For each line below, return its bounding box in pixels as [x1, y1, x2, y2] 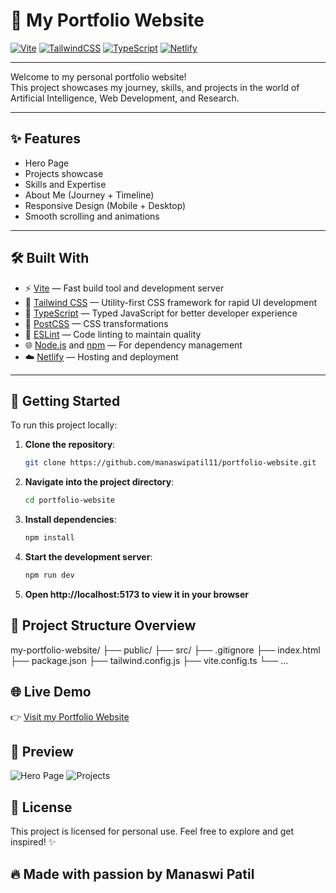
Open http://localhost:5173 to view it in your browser [24, 588, 249, 600]
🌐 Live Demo [10, 684, 92, 701]
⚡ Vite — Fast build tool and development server [24, 282, 225, 294]
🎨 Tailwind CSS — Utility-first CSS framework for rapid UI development [24, 296, 318, 308]
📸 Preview [10, 743, 74, 760]
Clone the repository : [24, 439, 116, 451]
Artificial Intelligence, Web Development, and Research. [10, 92, 240, 104]
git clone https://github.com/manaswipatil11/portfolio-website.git [24, 458, 317, 468]
